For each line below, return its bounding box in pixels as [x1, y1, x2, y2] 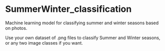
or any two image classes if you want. [5, 40, 83, 46]
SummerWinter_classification [5, 3, 132, 15]
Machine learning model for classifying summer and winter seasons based [5, 20, 159, 26]
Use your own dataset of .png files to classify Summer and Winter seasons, [5, 35, 160, 41]
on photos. [5, 25, 27, 31]
